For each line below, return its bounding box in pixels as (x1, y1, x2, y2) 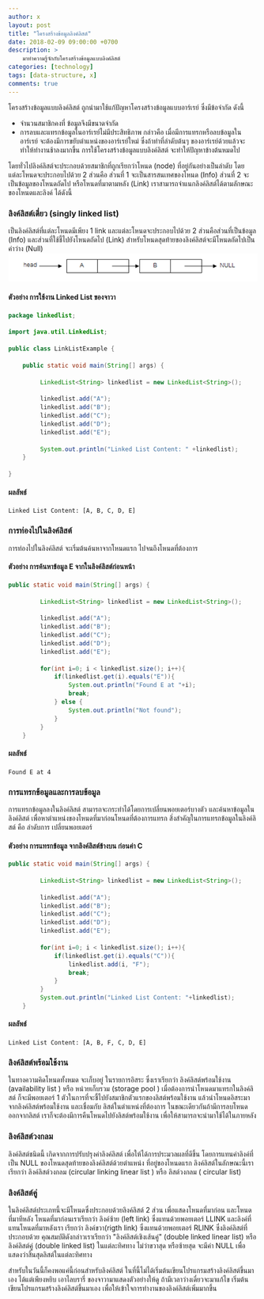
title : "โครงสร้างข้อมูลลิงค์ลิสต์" (8, 29, 92, 37)
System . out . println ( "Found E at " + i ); (68, 682, 196, 690)
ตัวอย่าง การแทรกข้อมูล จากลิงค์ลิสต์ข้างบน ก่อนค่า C (8, 841, 143, 850)
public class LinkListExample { (8, 345, 115, 353)
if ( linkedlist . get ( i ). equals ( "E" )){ (54, 673, 175, 681)
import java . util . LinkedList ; (8, 328, 108, 336)
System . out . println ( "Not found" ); (68, 706, 182, 714)
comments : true (8, 79, 58, 87)
